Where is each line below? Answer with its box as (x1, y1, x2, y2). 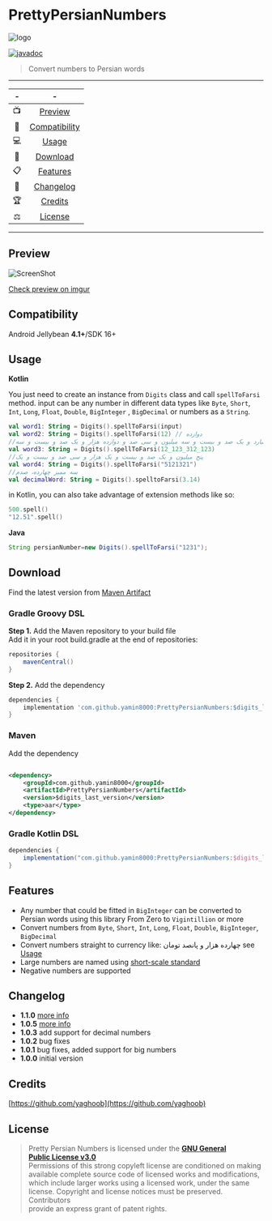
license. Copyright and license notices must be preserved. (28, 1187, 223, 1197)
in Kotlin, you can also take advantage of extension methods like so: (8, 490, 235, 500)
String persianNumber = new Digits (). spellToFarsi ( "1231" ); (8, 544, 208, 552)
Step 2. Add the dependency (8, 680, 105, 689)
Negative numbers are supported (19, 966, 131, 976)
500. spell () (8, 506, 49, 514)
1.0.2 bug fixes (19, 1036, 70, 1046)
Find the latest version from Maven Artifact (8, 587, 151, 597)
